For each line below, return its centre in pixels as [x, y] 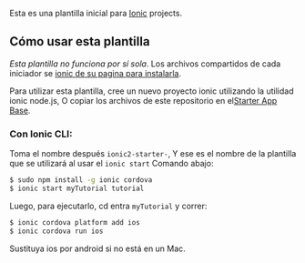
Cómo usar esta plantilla [80, 41]
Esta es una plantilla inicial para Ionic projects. [96, 13]
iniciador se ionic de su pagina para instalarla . [96, 73]
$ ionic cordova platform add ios [75, 222]
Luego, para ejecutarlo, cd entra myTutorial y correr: [108, 206]
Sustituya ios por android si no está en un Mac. [98, 248]
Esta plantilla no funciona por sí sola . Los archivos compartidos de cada [145, 64]
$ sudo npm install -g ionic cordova [81, 180]
